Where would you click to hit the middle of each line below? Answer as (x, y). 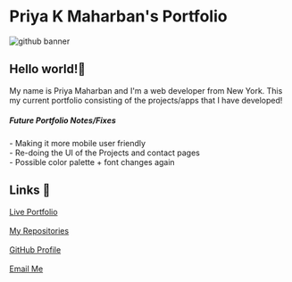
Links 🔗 (30, 191)
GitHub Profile (35, 249)
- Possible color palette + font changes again (92, 162)
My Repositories (39, 230)
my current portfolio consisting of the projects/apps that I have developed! (146, 100)
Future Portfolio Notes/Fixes (63, 120)
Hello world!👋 (48, 69)
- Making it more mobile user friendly (77, 143)
